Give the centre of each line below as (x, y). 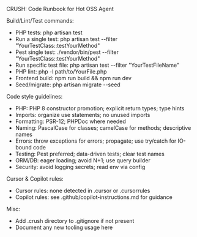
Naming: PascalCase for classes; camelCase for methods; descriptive (103, 128)
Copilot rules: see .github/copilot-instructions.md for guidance (94, 197)
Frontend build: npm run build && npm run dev (73, 78)
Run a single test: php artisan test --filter (66, 39)
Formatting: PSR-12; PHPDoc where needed (71, 121)
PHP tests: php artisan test (49, 32)
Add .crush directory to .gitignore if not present (75, 221)
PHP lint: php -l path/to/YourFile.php (61, 72)
